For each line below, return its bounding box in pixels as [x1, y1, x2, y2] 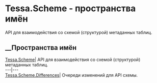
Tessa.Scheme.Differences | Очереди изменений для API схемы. [5, 72, 138, 78]
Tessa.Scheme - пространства [5, 3, 136, 14]
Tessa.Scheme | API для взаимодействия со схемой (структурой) [5, 57, 141, 62]
